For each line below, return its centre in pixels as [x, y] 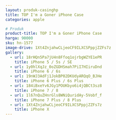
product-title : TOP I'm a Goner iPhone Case [54, 34]
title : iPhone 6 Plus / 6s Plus [49, 81]
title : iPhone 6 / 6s [37, 71]
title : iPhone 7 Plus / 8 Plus [48, 100]
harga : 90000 [19, 38]
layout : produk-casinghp [32, 10]
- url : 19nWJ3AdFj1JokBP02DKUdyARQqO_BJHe [56, 76]
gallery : [15, 52]
